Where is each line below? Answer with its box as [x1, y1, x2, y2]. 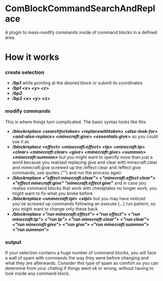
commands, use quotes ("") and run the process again [12, 169, 122, 175]
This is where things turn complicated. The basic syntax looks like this [5, 119, 146, 125]
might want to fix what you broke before [12, 190, 93, 196]
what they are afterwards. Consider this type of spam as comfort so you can [5, 260, 159, 266]
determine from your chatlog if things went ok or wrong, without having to [5, 265, 154, 271]
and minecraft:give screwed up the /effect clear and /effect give [12, 164, 141, 170]
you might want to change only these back [12, 206, 98, 212]
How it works [5, 52, 60, 63]
